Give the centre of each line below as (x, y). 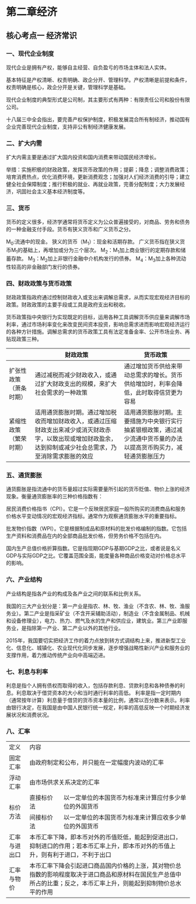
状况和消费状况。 (32, 715)
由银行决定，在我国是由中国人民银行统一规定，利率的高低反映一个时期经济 (95, 708)
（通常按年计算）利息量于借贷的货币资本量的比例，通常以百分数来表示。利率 (98, 700)
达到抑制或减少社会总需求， (73, 447)
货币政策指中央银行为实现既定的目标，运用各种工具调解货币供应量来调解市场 (98, 317)
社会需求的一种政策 (61, 393)
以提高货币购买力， (150, 447)
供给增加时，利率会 (150, 384)
